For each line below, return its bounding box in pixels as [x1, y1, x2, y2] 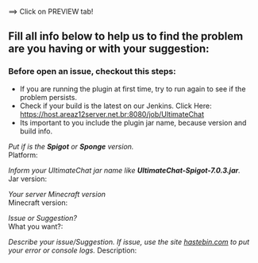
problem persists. [19, 92, 78, 102]
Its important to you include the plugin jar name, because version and [19, 118, 247, 127]
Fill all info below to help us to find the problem [8, 29, 244, 43]
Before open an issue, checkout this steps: [8, 66, 176, 77]
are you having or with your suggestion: [8, 42, 210, 56]
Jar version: [8, 174, 48, 184]
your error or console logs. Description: [8, 246, 137, 255]
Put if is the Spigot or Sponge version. [8, 141, 134, 151]
